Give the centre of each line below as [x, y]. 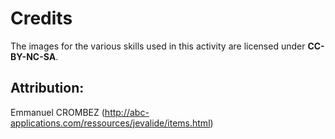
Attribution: [47, 88]
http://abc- [127, 112]
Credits [41, 18]
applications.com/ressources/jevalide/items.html [110, 123]
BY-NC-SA [33, 56]
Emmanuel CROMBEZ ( [57, 112]
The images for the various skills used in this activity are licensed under [158, 46]
